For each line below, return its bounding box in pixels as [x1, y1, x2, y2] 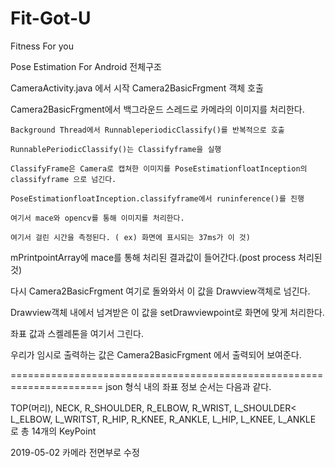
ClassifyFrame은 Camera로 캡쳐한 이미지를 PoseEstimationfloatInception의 [10, 163, 308, 174]
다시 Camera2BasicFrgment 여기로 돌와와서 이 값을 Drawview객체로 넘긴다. [10, 285, 311, 297]
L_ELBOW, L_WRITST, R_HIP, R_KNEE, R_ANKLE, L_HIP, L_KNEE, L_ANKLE [10, 413, 317, 425]
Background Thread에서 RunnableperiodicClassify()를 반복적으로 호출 [10, 125, 285, 135]
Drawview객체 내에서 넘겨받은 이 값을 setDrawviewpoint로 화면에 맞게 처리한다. [10, 306, 325, 318]
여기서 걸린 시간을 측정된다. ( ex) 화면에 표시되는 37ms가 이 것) [10, 232, 251, 242]
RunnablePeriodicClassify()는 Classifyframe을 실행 [10, 144, 222, 154]
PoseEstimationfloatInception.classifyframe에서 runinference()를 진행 [10, 193, 305, 204]
